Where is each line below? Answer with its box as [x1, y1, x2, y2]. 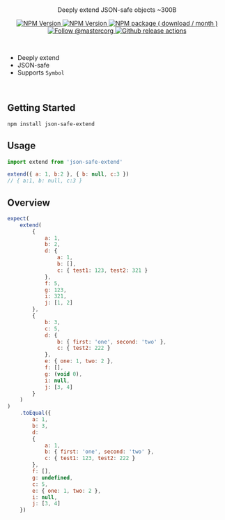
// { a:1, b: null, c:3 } [7, 177, 82, 185]
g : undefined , [32, 474, 73, 481]
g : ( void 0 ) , [44, 370, 82, 378]
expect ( [7, 215, 30, 222]
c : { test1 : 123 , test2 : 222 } [44, 455, 136, 462]
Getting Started [7, 102, 76, 114]
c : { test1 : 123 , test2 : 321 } [56, 267, 148, 274]
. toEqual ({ [20, 410, 52, 417]
